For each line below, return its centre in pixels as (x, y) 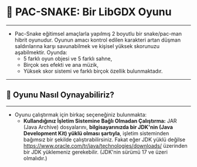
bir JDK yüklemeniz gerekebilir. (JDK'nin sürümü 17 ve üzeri (96, 152)
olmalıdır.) (35, 158)
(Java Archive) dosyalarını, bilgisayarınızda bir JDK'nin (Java (98, 127)
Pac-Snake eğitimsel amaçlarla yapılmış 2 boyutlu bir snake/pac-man (98, 33)
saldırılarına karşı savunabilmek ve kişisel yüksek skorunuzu (87, 46)
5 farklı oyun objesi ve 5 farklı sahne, (68, 59)
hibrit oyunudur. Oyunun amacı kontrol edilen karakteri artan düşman (97, 40)
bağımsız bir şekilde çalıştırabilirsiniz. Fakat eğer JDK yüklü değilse (104, 139)
